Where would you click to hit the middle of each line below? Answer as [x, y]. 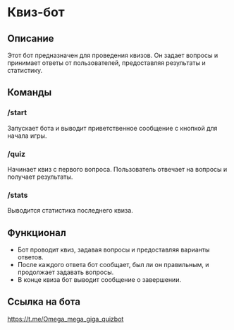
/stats [18, 195]
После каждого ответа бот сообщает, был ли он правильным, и [113, 265]
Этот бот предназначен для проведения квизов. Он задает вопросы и [113, 55]
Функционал [37, 233]
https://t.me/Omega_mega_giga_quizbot [66, 319]
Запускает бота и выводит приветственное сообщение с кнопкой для [112, 128]
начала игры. [27, 136]
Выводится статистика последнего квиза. [70, 211]
